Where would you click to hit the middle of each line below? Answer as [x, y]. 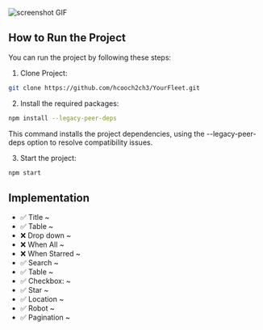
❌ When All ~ [42, 245]
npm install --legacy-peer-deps [63, 118]
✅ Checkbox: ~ [45, 281]
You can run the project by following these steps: [90, 57]
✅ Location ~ [42, 299]
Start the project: [48, 158]
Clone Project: [44, 73]
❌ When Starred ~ [50, 254]
